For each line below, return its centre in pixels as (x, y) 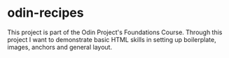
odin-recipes (46, 13)
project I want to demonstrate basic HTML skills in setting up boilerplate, (112, 39)
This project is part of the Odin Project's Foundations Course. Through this (115, 32)
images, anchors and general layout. (60, 47)
